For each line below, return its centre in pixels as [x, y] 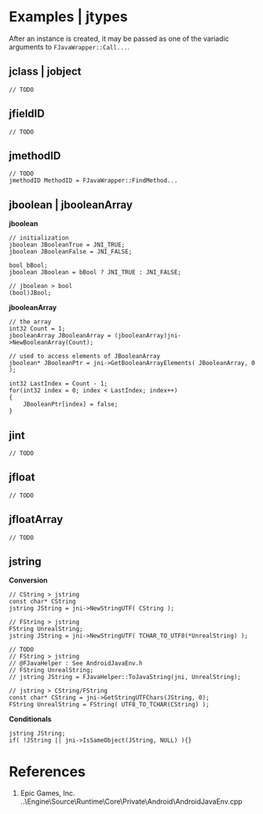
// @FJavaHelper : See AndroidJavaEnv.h [76, 663]
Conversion [28, 580]
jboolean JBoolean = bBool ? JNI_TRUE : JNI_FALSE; [95, 272]
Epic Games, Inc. [47, 794]
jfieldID [27, 114]
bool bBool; [28, 266]
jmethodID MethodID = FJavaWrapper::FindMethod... [93, 181]
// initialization [39, 238]
